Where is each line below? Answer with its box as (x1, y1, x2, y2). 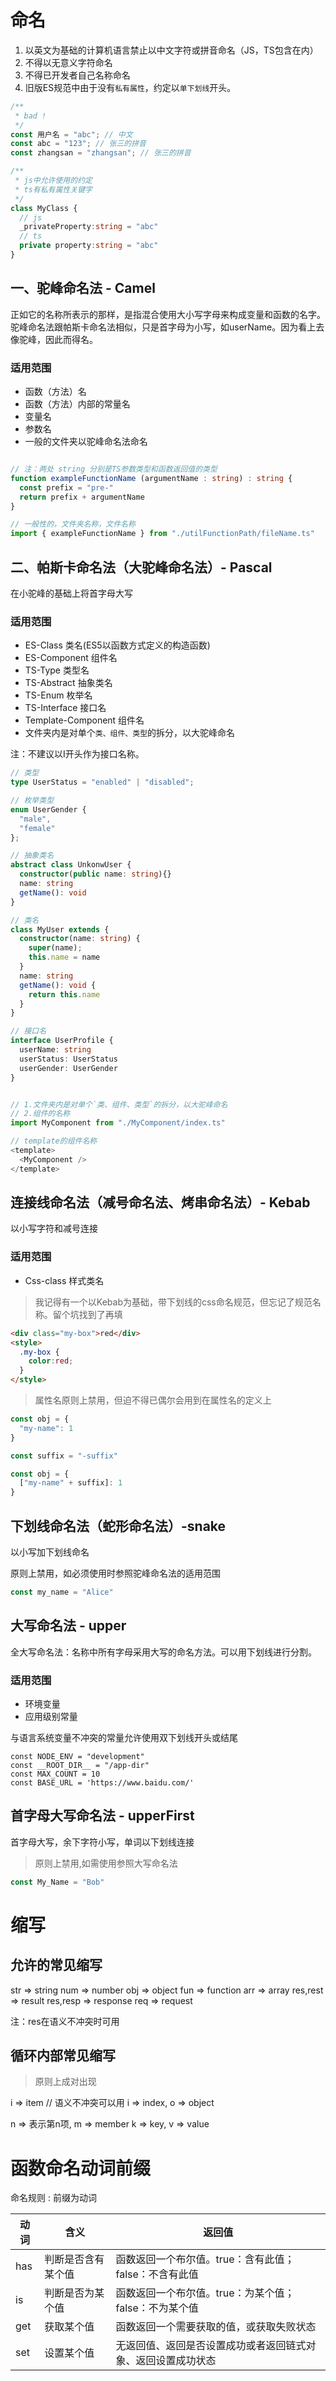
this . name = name (28, 952, 101, 963)
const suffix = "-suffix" (10, 1451, 118, 1461)
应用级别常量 (24, 1710, 78, 1722)
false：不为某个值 (115, 2301, 199, 2315)
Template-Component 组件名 (24, 714, 145, 726)
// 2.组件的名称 (10, 1109, 71, 1119)
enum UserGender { (10, 804, 87, 815)
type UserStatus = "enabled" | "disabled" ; (10, 777, 195, 788)
